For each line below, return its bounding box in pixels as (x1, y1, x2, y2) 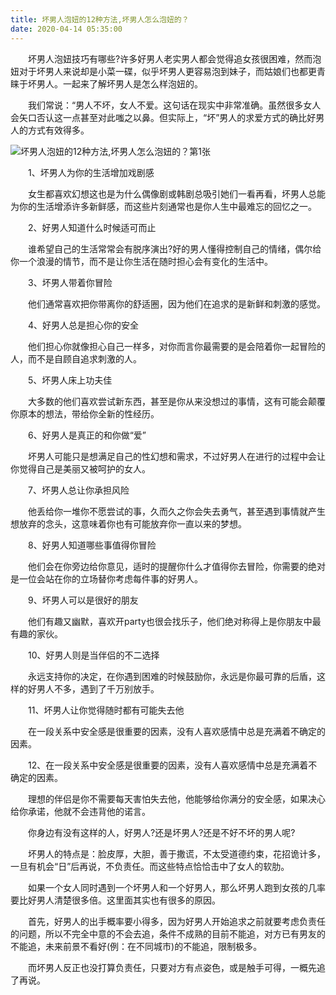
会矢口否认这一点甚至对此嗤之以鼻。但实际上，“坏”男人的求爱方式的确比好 (10, 111, 317, 123)
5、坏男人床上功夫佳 (27, 374, 113, 386)
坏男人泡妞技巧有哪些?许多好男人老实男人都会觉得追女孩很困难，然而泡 (27, 52, 322, 65)
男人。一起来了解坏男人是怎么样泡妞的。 (36, 77, 203, 90)
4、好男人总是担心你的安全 (27, 319, 140, 331)
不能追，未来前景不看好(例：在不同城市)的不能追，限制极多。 (10, 940, 263, 952)
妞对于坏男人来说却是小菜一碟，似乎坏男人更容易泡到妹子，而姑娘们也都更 (10, 65, 317, 77)
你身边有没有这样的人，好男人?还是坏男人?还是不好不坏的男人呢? (27, 826, 296, 838)
